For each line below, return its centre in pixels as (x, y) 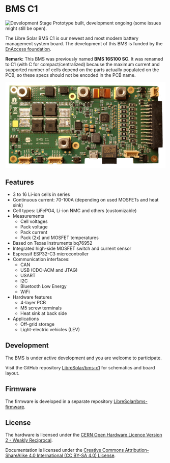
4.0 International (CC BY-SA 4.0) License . (72, 455)
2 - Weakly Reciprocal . (29, 440)
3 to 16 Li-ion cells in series (41, 194)
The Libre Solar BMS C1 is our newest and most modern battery (72, 38)
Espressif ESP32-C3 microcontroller (51, 254)
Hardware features (32, 297)
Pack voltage (34, 226)
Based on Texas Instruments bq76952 (52, 243)
